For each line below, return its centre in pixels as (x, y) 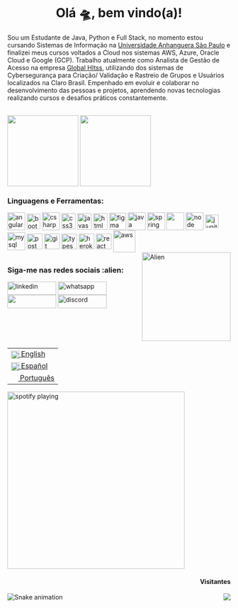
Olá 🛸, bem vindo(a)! (119, 13)
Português (38, 377)
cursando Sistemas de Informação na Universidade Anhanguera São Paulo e (119, 45)
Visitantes (215, 581)
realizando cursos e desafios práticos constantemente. (87, 98)
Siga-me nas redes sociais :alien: (66, 270)
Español (34, 366)
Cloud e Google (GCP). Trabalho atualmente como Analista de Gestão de (113, 60)
